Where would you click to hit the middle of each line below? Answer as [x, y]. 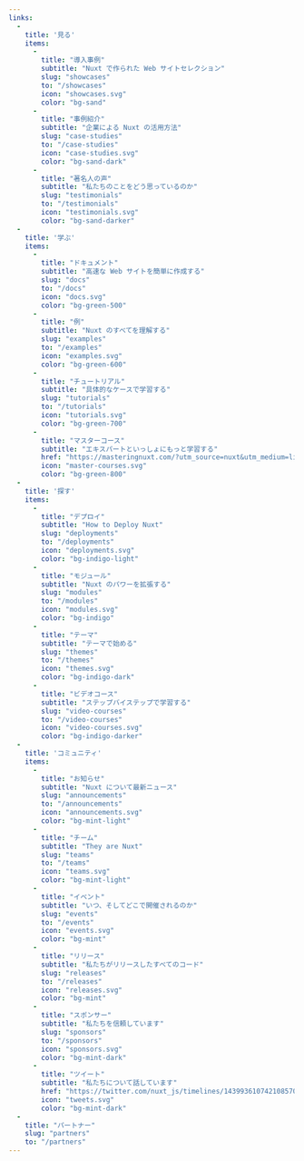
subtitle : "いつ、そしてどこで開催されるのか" [119, 906]
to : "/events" [68, 922]
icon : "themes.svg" [78, 669]
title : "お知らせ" [73, 778]
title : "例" [63, 322]
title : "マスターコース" [83, 440]
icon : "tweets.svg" [78, 1100]
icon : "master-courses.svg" [94, 466]
